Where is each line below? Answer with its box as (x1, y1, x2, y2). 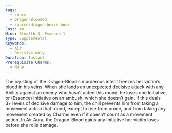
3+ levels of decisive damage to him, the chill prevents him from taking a (5, 100, 159, 106)
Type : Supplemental (5, 36, 47, 41)
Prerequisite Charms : (5, 60, 52, 65)
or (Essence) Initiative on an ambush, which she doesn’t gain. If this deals (5, 95, 161, 101)
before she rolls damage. (5, 122, 58, 128)
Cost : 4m (5, 27, 24, 32)
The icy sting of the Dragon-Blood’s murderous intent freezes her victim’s (5, 79, 161, 85)
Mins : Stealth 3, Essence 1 (5, 31, 66, 36)
